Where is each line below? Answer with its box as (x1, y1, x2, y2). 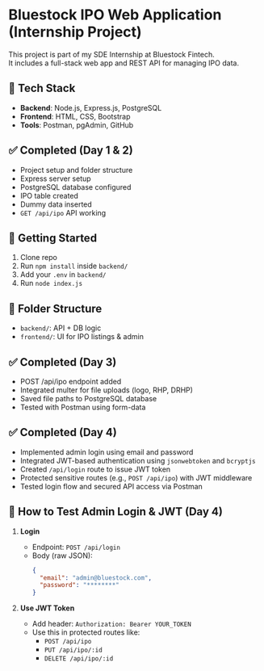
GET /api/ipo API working (19, 208, 107, 217)
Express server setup (19, 174, 91, 183)
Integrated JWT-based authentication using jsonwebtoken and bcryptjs (19, 455, 256, 465)
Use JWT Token (19, 603, 75, 613)
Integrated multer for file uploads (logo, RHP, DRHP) (19, 385, 194, 395)
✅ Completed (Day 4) (8, 426, 117, 439)
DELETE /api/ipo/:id (44, 655, 114, 663)
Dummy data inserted (19, 199, 93, 209)
